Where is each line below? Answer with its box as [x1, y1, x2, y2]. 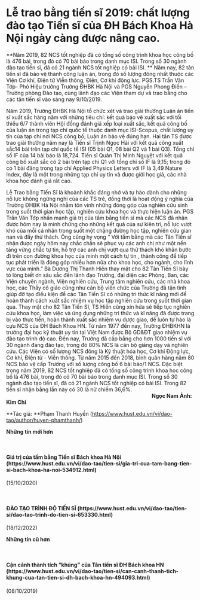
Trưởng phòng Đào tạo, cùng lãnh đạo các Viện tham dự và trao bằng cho [6, 89, 187, 96]
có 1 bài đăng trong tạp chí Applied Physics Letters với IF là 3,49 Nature [6, 165, 182, 172]
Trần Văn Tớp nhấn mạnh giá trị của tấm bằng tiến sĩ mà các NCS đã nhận [6, 214, 188, 221]
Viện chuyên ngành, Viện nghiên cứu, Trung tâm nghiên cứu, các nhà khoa [6, 278, 190, 285]
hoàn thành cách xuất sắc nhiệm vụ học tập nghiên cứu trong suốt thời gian [6, 297, 192, 304]
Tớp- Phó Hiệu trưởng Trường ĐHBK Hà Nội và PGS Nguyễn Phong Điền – [6, 83, 187, 90]
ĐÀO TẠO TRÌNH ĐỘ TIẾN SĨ [6, 504, 76, 511]
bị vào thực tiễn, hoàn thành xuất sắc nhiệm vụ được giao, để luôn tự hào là [6, 316, 191, 323]
